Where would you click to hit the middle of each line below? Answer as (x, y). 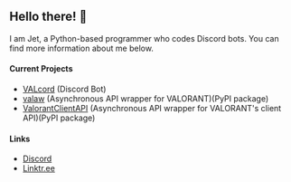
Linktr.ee (39, 168)
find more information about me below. (81, 48)
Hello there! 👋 (48, 17)
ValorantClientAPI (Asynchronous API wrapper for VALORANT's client (152, 109)
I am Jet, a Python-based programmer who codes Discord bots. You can (144, 38)
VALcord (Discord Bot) (64, 89)
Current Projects (41, 69)
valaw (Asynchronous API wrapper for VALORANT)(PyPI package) (145, 99)
